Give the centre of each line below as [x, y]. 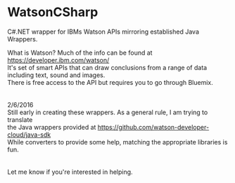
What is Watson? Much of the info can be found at [80, 53]
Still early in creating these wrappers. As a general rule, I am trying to [108, 112]
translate [20, 119]
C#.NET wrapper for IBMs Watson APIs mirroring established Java [103, 32]
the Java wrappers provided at [52, 127]
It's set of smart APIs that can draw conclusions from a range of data [107, 67]
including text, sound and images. [56, 75]
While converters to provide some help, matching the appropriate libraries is [118, 142]
